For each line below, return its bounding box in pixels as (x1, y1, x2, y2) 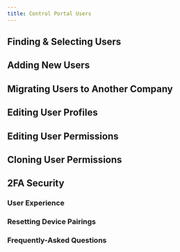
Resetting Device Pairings (7, 217, 96, 226)
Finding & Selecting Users (7, 36, 122, 48)
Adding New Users (7, 60, 90, 72)
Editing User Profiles (7, 107, 99, 119)
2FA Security (7, 178, 65, 190)
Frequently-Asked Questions (7, 235, 107, 245)
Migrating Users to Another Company (7, 83, 173, 94)
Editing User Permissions (7, 130, 119, 142)
